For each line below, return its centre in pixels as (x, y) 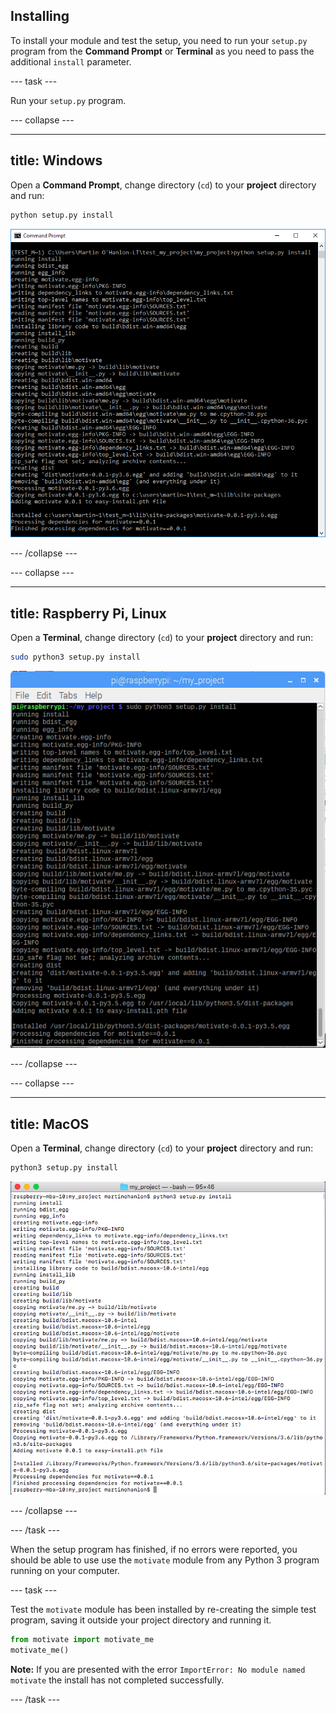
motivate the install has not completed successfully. (117, 1680)
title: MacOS (50, 1124)
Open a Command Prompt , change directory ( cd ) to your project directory (163, 185)
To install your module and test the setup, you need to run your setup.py (159, 40)
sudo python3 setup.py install (75, 657)
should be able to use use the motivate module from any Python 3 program (165, 1560)
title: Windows (56, 160)
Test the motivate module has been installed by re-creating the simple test (163, 1609)
